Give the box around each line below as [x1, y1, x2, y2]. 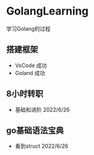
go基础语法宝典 [6, 125, 64, 136]
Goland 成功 [14, 69, 45, 76]
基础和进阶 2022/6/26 [14, 106, 70, 113]
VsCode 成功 [14, 62, 47, 69]
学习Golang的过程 [6, 25, 51, 32]
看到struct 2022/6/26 [14, 142, 69, 150]
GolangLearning [6, 4, 89, 18]
